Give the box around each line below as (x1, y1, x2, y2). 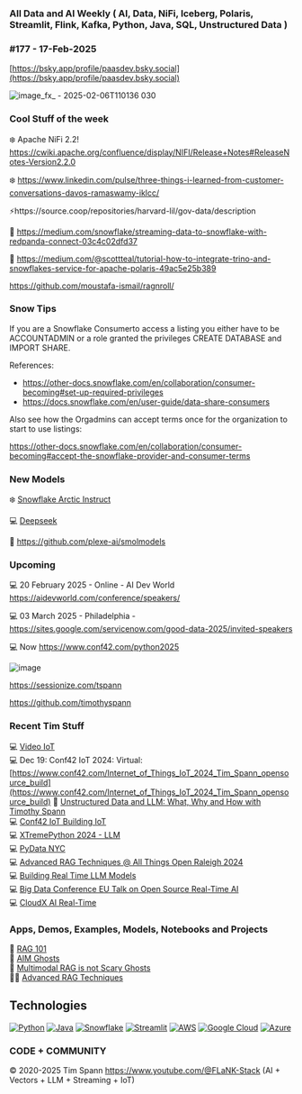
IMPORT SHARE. (9, 342, 71, 353)
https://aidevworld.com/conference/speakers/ (9, 593, 181, 604)
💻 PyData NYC (9, 843, 66, 853)
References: (9, 360, 54, 370)
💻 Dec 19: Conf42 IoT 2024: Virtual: (9, 754, 143, 765)
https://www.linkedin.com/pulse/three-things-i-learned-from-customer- (17, 174, 285, 185)
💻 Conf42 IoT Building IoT (9, 816, 107, 826)
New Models (9, 472, 66, 485)
